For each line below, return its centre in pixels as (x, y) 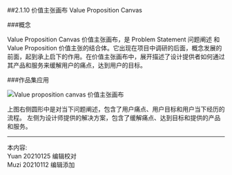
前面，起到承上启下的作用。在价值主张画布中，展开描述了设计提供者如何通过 (116, 56)
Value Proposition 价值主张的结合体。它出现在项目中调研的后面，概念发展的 (115, 48)
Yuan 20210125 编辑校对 (42, 156)
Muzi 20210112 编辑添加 (41, 165)
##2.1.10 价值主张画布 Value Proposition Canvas (75, 10)
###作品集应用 (28, 80)
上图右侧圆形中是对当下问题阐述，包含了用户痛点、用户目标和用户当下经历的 (116, 109)
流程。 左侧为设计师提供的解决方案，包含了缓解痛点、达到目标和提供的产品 (114, 118)
